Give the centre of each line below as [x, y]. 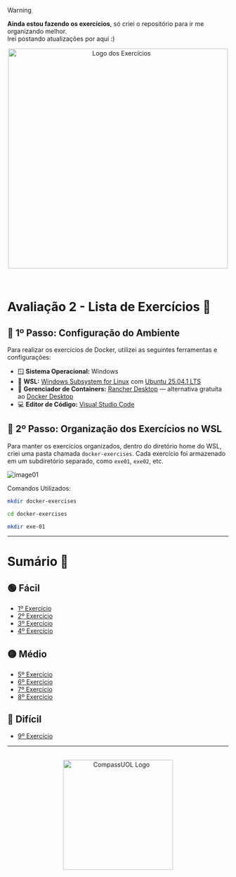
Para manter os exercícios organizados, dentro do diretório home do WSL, [114, 446]
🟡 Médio [27, 654]
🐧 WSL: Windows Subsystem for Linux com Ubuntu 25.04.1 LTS [109, 381]
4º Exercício [35, 631]
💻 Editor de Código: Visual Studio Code [76, 404]
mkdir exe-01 [26, 526]
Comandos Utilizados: [39, 488]
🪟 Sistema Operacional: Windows [68, 371]
